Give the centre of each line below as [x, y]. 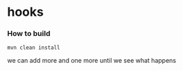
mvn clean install [34, 48]
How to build [29, 34]
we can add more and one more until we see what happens [92, 61]
